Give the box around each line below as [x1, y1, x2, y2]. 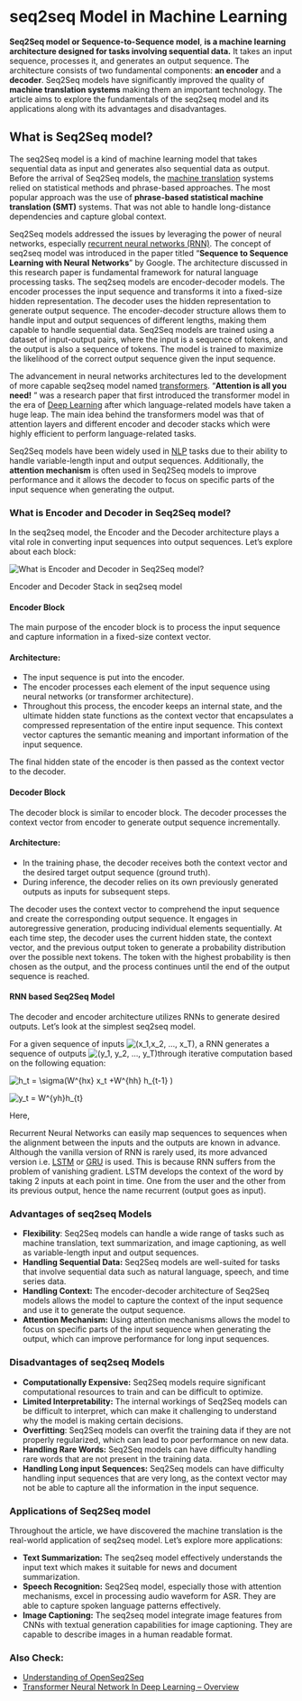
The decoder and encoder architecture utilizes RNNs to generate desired [9, 1012, 280, 1022]
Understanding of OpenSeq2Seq [22, 1672, 144, 1683]
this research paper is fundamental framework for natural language [9, 266, 259, 277]
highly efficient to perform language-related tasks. [9, 428, 197, 439]
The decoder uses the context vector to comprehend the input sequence [9, 903, 280, 914]
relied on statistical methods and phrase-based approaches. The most [9, 182, 270, 193]
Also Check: [9, 1651, 65, 1664]
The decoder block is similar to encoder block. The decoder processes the [9, 807, 287, 818]
